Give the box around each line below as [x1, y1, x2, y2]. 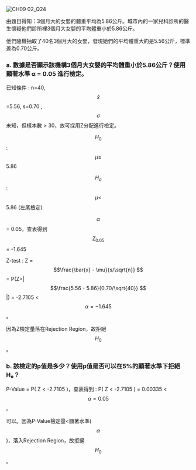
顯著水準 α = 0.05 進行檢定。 [6, 69, 88, 78]
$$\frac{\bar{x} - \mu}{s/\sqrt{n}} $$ [53, 266, 143, 273]
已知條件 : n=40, [6, 84, 46, 91]
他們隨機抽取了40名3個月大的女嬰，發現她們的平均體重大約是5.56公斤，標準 [6, 38, 191, 44]
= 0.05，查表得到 [6, 225, 48, 232]
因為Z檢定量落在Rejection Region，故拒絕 [6, 325, 106, 332]
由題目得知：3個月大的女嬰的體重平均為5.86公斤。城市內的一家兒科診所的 [6, 18, 184, 25]
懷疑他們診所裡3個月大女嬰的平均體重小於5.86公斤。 [11, 25, 138, 32]
